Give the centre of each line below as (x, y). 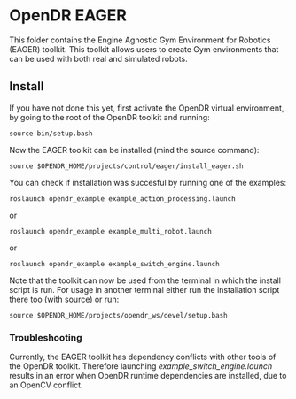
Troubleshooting (46, 337)
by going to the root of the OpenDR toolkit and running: (109, 117)
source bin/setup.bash (51, 134)
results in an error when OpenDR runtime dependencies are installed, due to (148, 376)
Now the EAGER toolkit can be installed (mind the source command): (134, 150)
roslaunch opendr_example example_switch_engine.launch (114, 264)
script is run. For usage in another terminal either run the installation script (144, 289)
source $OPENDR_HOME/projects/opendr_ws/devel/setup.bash (118, 315)
